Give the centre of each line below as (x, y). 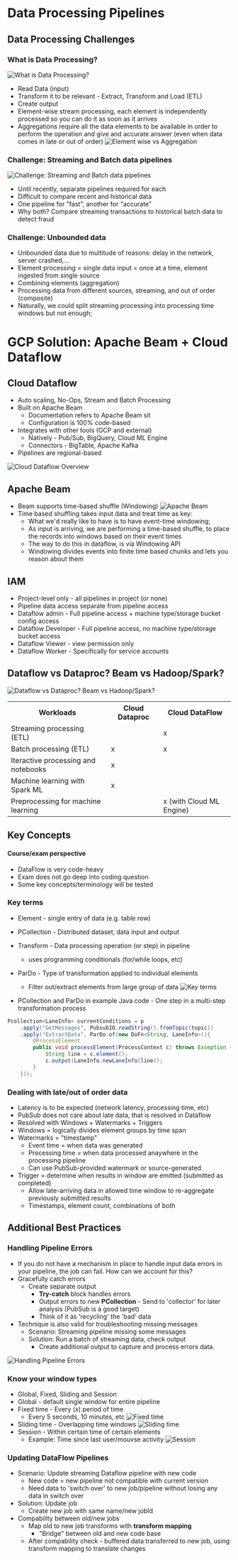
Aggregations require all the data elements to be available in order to (118, 126)
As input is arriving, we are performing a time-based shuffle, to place (129, 529)
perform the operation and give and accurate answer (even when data (120, 133)
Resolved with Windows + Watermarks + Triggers (90, 1122)
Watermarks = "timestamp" (57, 1138)
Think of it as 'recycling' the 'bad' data (95, 1316)
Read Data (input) (43, 88)
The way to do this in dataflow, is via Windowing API (104, 544)
